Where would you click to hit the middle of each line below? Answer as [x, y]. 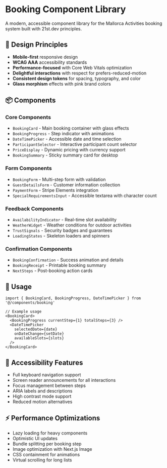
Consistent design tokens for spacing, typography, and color [77, 78]
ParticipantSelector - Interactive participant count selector [75, 144]
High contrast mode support [42, 396]
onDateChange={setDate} [39, 334]
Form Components [29, 168]
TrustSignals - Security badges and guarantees [62, 230]
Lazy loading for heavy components [50, 433]
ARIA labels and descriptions [42, 391]
